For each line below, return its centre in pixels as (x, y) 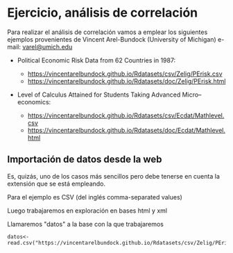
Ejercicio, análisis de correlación (103, 13)
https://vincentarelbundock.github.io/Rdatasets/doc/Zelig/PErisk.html (127, 81)
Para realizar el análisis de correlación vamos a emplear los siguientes (107, 32)
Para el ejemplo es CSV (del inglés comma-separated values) (95, 197)
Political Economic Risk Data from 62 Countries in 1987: (96, 60)
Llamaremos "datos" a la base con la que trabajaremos (86, 224)
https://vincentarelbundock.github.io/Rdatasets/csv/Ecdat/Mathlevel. (126, 115)
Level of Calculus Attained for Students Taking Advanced (99, 95)
